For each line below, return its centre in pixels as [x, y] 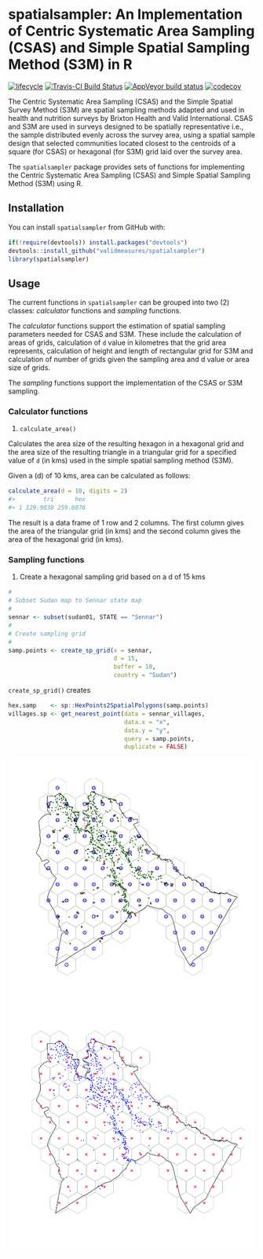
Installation [36, 209]
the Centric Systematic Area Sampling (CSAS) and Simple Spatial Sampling [130, 175]
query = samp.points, [159, 739]
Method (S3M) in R [70, 65]
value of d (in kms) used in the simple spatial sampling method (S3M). [121, 460]
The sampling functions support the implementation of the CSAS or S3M [126, 383]
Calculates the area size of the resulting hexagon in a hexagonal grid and [126, 444]
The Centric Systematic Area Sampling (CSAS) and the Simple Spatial [121, 101]
